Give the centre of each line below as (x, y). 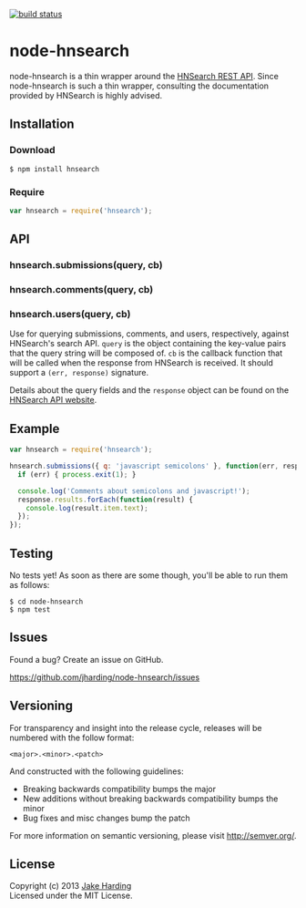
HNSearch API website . (53, 400)
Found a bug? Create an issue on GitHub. (87, 659)
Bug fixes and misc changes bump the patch (107, 818)
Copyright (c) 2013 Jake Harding (71, 886)
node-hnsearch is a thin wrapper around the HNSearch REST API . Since (144, 76)
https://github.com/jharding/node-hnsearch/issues (105, 677)
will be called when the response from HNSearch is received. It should (141, 363)
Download (33, 150)
